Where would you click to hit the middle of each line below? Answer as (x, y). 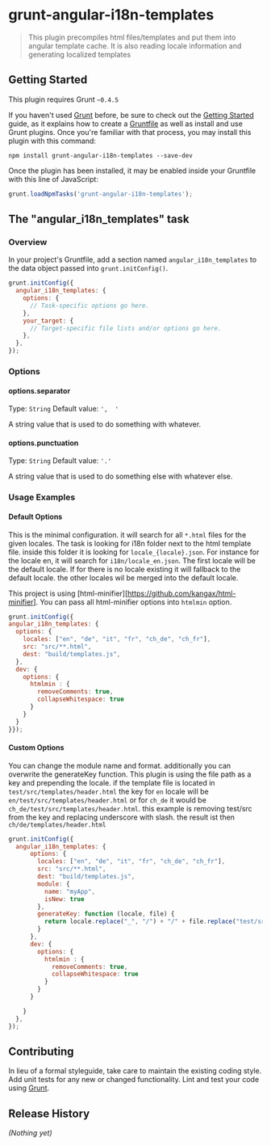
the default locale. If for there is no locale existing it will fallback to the (125, 569)
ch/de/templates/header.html (57, 825)
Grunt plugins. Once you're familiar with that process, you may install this (130, 132)
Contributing (41, 1051)
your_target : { (48, 321)
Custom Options (36, 748)
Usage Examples (42, 497)
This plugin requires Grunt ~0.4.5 (64, 99)
